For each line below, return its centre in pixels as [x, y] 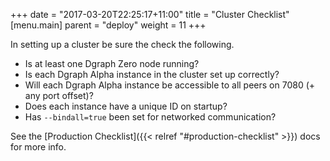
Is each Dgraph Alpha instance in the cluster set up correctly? [152, 74]
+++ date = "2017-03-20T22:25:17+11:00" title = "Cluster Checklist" [150, 14]
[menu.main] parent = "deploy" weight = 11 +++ [108, 25]
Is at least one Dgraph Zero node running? [112, 63]
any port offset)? [59, 95]
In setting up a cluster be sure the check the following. [122, 44]
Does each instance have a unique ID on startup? [126, 106]
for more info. [38, 147]
